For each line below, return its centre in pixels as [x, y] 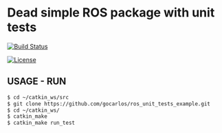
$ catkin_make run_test [41, 123]
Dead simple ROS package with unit [111, 13]
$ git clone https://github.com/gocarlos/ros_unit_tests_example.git [109, 104]
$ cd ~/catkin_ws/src [38, 97]
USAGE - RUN [37, 82]
